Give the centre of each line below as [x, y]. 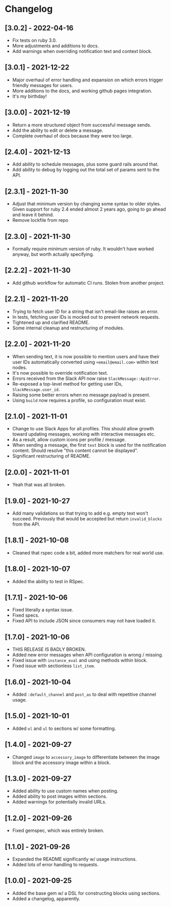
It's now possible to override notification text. [60, 373]
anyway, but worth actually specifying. [53, 254]
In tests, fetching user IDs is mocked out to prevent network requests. [86, 317]
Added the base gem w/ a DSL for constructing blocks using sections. [86, 893]
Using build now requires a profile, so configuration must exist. [79, 400]
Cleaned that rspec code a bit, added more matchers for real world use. [88, 553]
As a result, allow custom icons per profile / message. [69, 440]
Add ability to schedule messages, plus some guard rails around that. [85, 164]
